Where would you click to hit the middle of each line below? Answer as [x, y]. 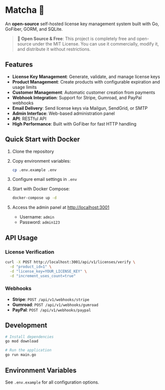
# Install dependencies [30, 337]
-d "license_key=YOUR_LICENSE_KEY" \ [48, 271]
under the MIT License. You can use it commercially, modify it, [96, 43]
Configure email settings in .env [45, 179]
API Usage [21, 238]
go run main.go [21, 355]
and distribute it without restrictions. [54, 49]
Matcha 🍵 [25, 10]
